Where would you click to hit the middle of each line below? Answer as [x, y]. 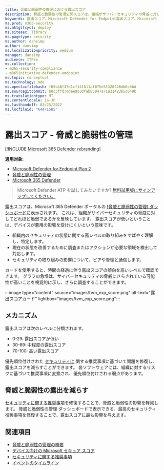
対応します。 [25, 253]
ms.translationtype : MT [29, 96]
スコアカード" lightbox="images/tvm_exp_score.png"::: [64, 299]
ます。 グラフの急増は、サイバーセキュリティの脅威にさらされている [78, 276]
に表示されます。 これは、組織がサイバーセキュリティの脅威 [87, 212]
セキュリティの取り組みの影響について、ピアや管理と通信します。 [78, 260]
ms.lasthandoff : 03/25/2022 [34, 105]
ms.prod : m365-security [29, 23]
